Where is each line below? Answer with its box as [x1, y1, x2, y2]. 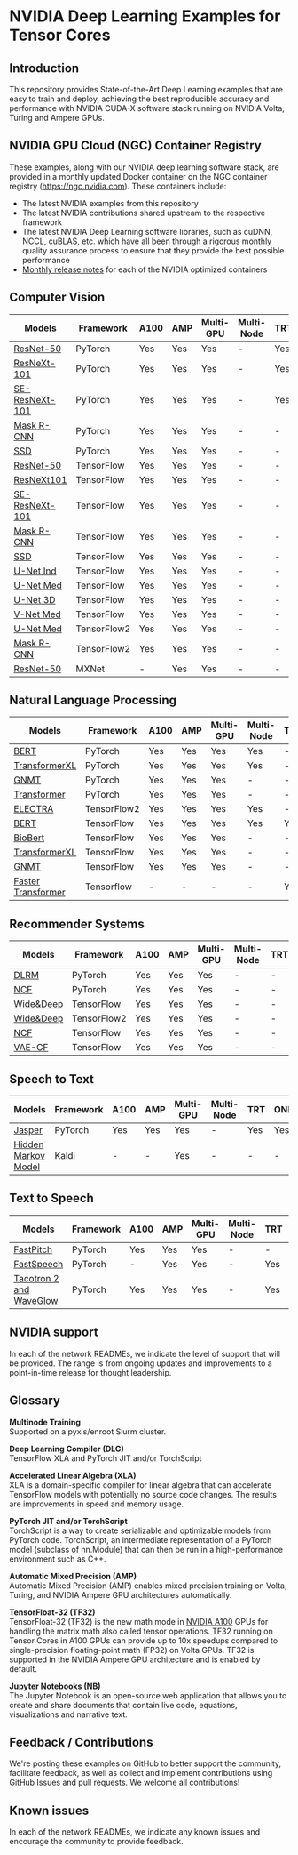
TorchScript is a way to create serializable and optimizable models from [9, 1525, 271, 1536]
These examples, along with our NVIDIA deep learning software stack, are [9, 162, 279, 173]
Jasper [13, 1124, 43, 1136]
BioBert [13, 831, 45, 844]
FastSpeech [13, 1257, 64, 1270]
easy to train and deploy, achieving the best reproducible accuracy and [9, 93, 270, 104]
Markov [13, 1150, 46, 1162]
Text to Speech [9, 1191, 95, 1206]
